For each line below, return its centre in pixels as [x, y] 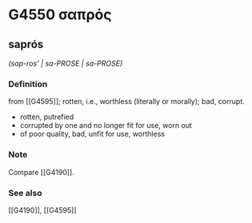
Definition [28, 84]
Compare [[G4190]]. [41, 172]
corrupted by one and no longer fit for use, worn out [106, 125]
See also [25, 193]
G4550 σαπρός [60, 15]
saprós [26, 44]
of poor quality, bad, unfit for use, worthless [92, 134]
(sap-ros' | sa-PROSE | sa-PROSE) [66, 63]
